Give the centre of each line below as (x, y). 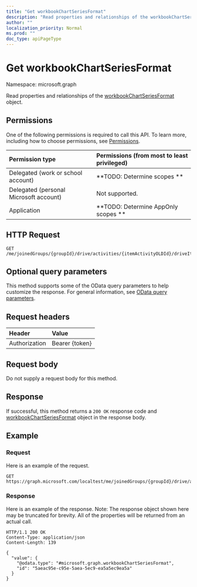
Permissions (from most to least (142, 155)
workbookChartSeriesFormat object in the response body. (76, 417)
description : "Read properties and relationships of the (77, 17)
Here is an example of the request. (48, 465)
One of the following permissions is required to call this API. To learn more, (96, 135)
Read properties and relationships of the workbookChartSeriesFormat (90, 95)
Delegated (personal (37, 190)
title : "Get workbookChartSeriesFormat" (56, 11)
